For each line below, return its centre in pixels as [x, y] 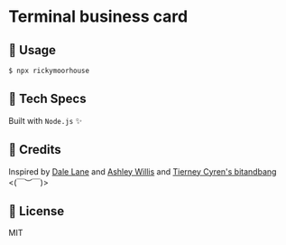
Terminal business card [98, 17]
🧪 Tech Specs [47, 99]
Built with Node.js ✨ [46, 120]
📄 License [37, 211]
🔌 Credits [35, 150]
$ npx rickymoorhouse [49, 71]
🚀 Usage [32, 50]
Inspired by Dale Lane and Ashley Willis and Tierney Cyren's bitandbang [143, 171]
